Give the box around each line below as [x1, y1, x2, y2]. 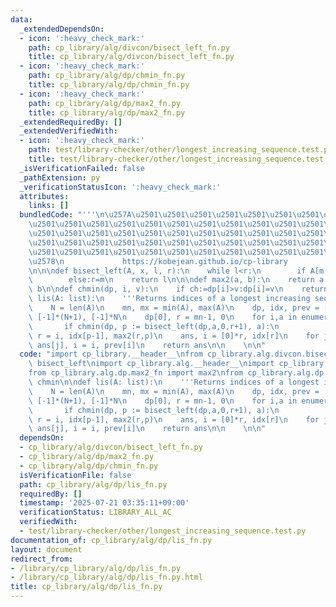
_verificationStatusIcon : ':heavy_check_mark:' [19, 182, 222, 192]
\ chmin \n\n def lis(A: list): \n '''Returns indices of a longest [28, 377, 320, 387]
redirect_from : [10, 554, 74, 564]
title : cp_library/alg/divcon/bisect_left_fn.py [28, 52, 235, 62]
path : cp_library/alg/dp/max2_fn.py [28, 98, 182, 108]
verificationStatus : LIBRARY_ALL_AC [19, 507, 172, 518]
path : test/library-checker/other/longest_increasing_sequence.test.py [28, 145, 333, 155]
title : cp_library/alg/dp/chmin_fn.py [28, 80, 190, 90]
